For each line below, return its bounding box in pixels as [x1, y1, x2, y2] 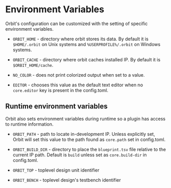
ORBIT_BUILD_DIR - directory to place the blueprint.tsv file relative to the [12, 146, 166, 152]
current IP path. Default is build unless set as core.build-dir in [12, 152, 147, 158]
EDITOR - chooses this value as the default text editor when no [12, 82, 143, 88]
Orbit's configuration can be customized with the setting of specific [5, 20, 148, 27]
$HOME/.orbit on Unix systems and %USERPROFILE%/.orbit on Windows [12, 41, 161, 47]
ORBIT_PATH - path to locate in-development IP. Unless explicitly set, [12, 131, 155, 137]
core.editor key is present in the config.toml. [12, 87, 109, 93]
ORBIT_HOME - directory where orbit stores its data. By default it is [12, 36, 148, 42]
